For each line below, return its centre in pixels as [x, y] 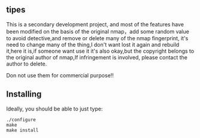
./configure [21, 119]
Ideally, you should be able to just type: [54, 109]
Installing [24, 94]
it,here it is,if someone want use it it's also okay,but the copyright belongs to [100, 51]
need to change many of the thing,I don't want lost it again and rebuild [93, 44]
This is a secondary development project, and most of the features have [95, 24]
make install [22, 130]
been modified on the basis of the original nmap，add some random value [98, 31]
